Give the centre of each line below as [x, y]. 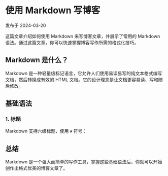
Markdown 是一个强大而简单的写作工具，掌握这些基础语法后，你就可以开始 [84, 162]
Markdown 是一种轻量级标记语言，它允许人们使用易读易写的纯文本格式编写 [84, 73]
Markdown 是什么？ [37, 60]
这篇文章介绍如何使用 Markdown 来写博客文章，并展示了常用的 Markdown [83, 36]
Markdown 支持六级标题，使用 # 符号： [46, 131]
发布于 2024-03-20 [26, 25]
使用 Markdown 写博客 [53, 10]
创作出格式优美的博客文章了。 [36, 168]
